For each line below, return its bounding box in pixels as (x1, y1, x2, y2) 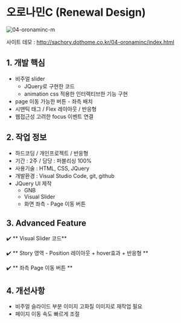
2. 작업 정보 (6, 132, 47, 143)
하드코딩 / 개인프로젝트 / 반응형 (14, 149, 89, 157)
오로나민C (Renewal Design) (6, 5, 146, 19)
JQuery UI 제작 (14, 180, 52, 187)
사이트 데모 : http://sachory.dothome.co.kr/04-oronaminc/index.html (6, 38, 175, 45)
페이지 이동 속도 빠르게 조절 (14, 310, 80, 318)
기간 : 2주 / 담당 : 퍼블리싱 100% (14, 157, 92, 164)
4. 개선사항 (6, 285, 45, 296)
